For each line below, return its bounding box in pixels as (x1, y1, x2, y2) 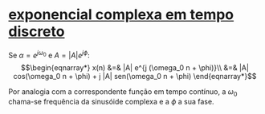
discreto (8, 22, 65, 41)
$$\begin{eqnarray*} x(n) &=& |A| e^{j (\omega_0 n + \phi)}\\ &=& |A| (21, 62, 249, 73)
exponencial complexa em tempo (8, 6, 234, 24)
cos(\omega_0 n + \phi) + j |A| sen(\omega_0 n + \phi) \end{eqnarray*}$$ (13, 71, 257, 81)
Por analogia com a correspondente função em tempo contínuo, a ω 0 (8, 86, 238, 98)
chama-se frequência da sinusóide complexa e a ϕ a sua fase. (8, 97, 214, 107)
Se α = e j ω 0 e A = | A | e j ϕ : (8, 49, 90, 60)
